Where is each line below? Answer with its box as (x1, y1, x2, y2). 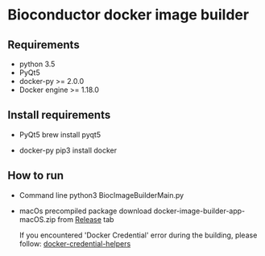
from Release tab (57, 214, 114, 224)
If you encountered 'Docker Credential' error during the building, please (19, 230, 258, 240)
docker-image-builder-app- (153, 206, 246, 216)
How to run (7, 169, 64, 183)
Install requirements (7, 108, 111, 122)
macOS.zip (19, 214, 56, 224)
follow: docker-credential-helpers (19, 238, 131, 248)
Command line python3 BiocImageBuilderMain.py (19, 190, 184, 199)
